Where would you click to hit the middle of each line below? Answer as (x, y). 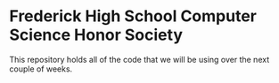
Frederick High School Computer (133, 16)
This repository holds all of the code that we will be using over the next (139, 59)
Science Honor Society (96, 35)
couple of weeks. (41, 69)
